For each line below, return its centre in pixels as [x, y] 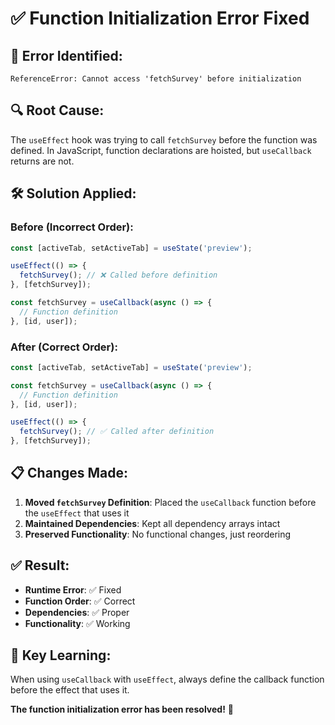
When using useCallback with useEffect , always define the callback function [167, 679]
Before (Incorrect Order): [72, 227]
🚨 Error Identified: [66, 55]
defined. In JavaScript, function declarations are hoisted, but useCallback [161, 150]
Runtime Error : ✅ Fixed [73, 589]
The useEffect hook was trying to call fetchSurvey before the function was [164, 139]
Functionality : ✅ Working [77, 623]
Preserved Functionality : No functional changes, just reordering [158, 534]
